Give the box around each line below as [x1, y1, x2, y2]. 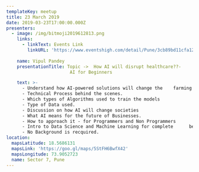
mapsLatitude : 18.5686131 [11, 140, 76, 146]
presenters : [6, 25, 36, 31]
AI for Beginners [69, 69, 113, 75]
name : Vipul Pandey [17, 58, 65, 64]
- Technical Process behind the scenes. [21, 91, 123, 97]
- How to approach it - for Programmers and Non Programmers [21, 118, 176, 124]
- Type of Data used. [21, 102, 76, 108]
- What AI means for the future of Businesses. [21, 113, 142, 119]
